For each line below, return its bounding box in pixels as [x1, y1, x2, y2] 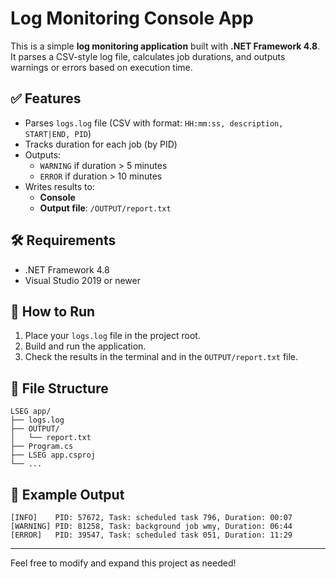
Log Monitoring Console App [10, 7, 254, 30]
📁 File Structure [10, 380, 109, 397]
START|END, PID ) [24, 127, 92, 139]
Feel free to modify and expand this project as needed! [10, 557, 237, 569]
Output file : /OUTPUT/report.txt [39, 202, 172, 214]
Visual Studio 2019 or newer [24, 274, 141, 286]
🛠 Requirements [10, 232, 117, 249]
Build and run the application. [24, 340, 147, 352]
